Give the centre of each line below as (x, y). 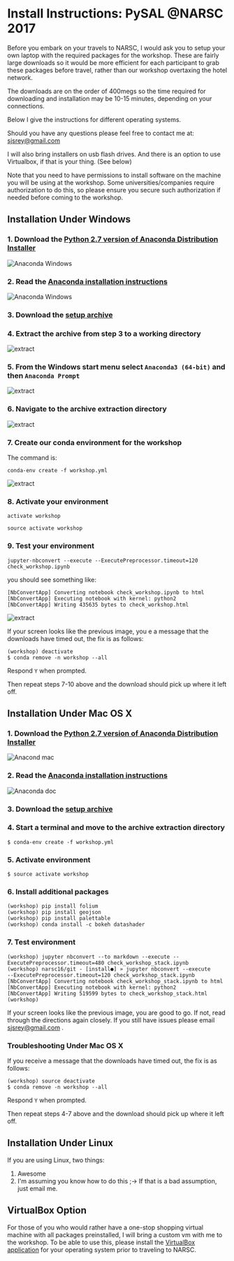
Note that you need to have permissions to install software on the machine (114, 175)
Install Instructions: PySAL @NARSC (115, 14)
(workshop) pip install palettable (59, 919)
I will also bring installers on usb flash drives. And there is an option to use (114, 154)
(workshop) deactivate (40, 651)
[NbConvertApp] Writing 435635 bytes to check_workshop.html (98, 605)
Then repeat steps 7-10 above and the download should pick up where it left (117, 684)
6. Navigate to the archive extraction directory (87, 409)
